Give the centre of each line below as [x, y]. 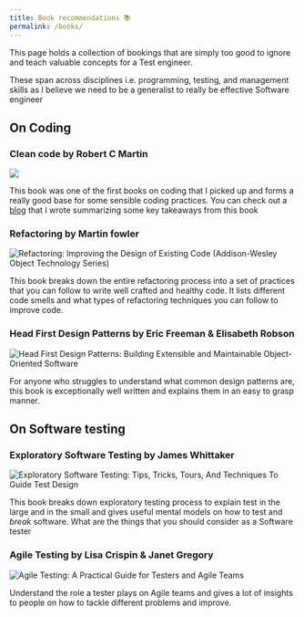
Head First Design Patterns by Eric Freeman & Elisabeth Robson [152, 334]
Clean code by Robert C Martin [79, 153]
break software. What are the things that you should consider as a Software [151, 522]
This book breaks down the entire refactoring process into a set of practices [152, 281]
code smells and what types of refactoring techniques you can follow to [144, 300]
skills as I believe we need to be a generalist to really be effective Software [149, 89]
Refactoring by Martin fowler [74, 234]
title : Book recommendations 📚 [70, 18]
